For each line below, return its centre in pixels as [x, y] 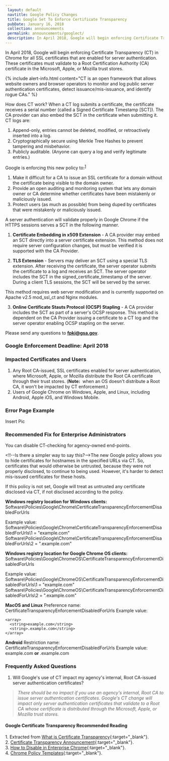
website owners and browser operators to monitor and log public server [80, 83]
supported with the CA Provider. [46, 251]
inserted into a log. [32, 135]
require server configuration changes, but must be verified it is [77, 245]
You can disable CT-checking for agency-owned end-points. [68, 446]
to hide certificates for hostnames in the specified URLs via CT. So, [75, 461]
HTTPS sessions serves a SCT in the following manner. [62, 225]
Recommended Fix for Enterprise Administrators [66, 434]
